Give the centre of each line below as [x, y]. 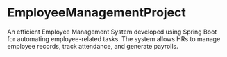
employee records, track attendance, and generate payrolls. [93, 46]
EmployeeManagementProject [96, 13]
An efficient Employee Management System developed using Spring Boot [112, 32]
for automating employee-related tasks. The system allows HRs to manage [114, 38]
